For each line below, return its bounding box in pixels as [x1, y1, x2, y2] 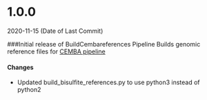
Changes [7, 63, 34, 71]
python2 [17, 86, 41, 94]
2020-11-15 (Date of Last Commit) [7, 27, 103, 35]
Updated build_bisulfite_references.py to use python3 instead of [17, 78, 200, 86]
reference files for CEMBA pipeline [7, 47, 106, 55]
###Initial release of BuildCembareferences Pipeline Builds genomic [7, 40, 201, 48]
